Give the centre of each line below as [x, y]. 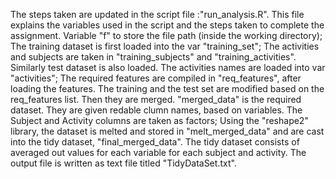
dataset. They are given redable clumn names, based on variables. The [156, 110]
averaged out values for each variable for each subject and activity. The [158, 152]
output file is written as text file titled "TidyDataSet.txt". [123, 163]
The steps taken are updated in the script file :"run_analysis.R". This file [157, 14]
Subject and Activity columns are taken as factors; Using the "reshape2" [159, 120]
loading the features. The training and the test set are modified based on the [167, 88]
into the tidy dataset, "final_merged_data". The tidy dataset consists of [155, 142]
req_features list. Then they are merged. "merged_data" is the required [156, 99]
